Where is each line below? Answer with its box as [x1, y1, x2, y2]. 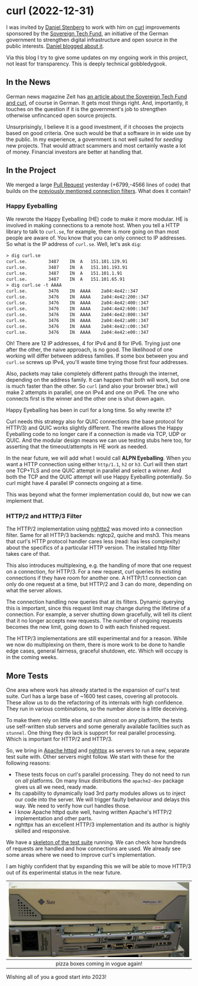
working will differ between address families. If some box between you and [6, 352, 189, 359]
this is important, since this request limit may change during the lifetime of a [6, 605, 190, 612]
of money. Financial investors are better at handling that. [6, 148, 143, 155]
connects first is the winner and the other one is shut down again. [6, 395, 166, 402]
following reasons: [6, 759, 51, 766]
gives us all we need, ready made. [14, 783, 98, 790]
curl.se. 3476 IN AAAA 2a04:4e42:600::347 [6, 306, 149, 312]
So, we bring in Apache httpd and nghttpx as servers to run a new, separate [6, 746, 190, 754]
